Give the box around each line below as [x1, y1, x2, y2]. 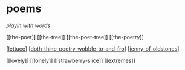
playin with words [6, 22, 51, 29]
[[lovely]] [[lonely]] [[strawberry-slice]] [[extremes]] [6, 57, 136, 64]
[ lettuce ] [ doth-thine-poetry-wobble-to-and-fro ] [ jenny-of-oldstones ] [6, 45, 180, 52]
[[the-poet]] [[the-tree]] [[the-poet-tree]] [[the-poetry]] [6, 33, 144, 40]
